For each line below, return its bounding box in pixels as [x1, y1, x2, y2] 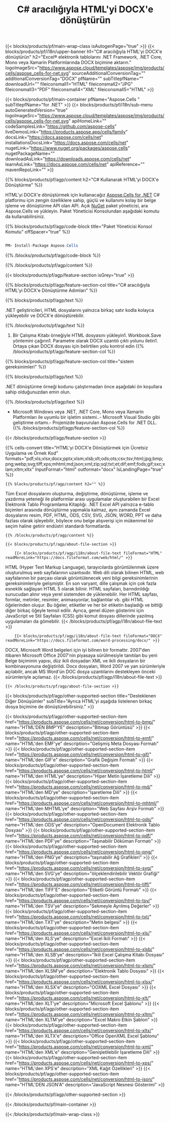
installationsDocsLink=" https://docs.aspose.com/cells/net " [5, 140, 128, 146]
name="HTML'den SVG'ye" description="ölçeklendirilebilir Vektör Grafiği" [5, 870, 160, 877]
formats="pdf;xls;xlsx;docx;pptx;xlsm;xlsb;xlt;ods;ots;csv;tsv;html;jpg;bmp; [5, 456, 163, 462]
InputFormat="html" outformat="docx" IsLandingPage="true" [35, 466, 163, 472]
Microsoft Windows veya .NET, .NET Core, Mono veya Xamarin [12, 409, 144, 415]
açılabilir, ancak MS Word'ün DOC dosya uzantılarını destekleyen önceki [5, 669, 156, 675]
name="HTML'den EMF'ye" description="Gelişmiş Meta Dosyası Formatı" [5, 740, 159, 747]
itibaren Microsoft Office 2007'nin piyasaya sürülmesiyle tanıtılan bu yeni [5, 652, 158, 658]
